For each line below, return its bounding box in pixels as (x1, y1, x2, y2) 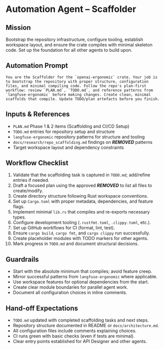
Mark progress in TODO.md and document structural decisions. (12, 240, 139, 247)
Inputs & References (5, 110, 70, 118)
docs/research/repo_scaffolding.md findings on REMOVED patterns (12, 139, 153, 145)
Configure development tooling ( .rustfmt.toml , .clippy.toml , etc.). (12, 220, 151, 226)
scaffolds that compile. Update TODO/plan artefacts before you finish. (5, 96, 160, 102)
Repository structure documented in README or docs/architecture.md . (12, 323, 159, 329)
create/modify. (12, 188, 43, 194)
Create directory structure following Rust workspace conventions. (12, 193, 149, 199)
